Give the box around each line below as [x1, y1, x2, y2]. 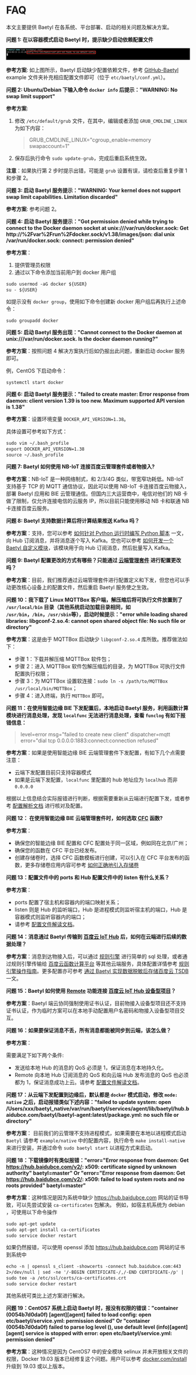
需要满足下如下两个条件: [6, 1052, 64, 1059]
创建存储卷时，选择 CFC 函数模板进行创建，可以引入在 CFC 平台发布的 [14, 854, 185, 861]
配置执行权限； [14, 670, 51, 677]
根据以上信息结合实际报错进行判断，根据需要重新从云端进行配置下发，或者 [6, 795, 185, 802]
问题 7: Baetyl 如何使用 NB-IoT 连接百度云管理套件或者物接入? [6, 463, 155, 470]
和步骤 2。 [6, 174, 32, 181]
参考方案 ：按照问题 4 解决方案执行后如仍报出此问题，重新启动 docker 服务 [6, 348, 185, 355]
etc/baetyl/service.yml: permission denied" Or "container [6, 1318, 150, 1325]
